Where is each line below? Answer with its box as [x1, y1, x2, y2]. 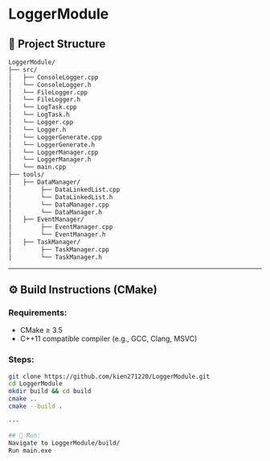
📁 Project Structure [8, 37, 106, 51]
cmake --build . [8, 402, 63, 411]
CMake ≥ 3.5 [19, 326, 63, 335]
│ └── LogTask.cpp [8, 103, 78, 111]
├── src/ [8, 65, 38, 73]
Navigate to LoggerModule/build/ [8, 438, 121, 447]
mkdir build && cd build [8, 388, 92, 396]
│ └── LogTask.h [8, 110, 70, 119]
